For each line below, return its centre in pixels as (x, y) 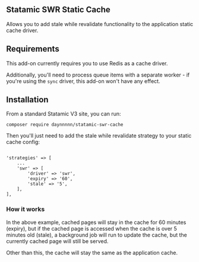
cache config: (23, 142)
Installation (27, 100)
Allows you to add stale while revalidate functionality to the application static (100, 24)
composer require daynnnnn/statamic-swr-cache (65, 125)
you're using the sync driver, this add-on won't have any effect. (83, 81)
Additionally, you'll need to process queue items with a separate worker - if (98, 75)
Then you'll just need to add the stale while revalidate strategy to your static (99, 136)
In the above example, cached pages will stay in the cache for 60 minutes (96, 222)
